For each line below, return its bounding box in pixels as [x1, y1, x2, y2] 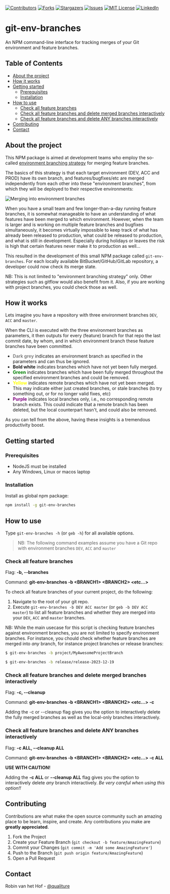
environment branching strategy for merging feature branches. [19, 160, 150, 166]
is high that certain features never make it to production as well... [5, 243, 141, 249]
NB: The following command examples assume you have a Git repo [17, 540, 158, 546]
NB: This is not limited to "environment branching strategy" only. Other [5, 273, 153, 279]
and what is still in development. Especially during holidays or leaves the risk [5, 238, 165, 244]
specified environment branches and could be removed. [12, 375, 130, 381]
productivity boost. [5, 422, 45, 428]
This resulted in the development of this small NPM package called [5, 253, 145, 259]
